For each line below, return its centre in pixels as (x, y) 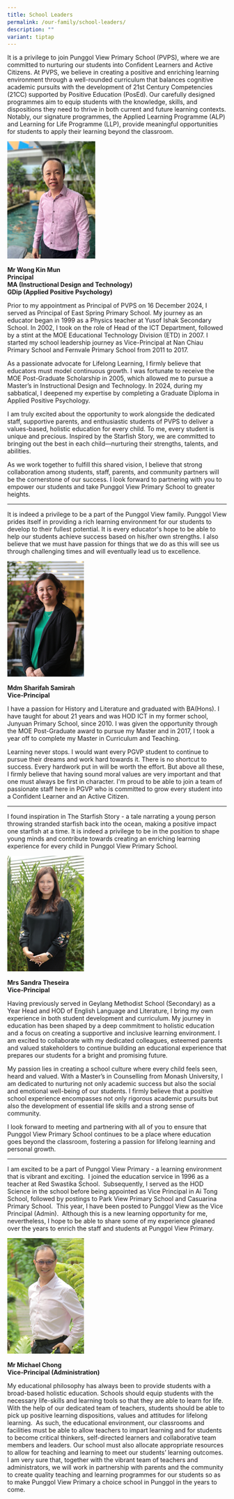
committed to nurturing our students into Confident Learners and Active (110, 65)
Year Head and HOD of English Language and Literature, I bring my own (110, 1011)
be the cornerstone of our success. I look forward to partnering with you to (115, 480)
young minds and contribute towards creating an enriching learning (104, 838)
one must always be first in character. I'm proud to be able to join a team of (115, 781)
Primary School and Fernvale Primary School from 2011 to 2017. (98, 350)
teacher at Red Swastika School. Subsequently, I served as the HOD (106, 1184)
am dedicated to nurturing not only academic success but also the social (111, 1083)
